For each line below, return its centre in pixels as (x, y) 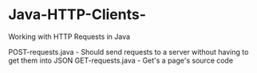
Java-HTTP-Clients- (77, 15)
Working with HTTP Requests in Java (69, 36)
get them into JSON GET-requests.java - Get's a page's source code (121, 60)
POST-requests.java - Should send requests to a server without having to (128, 52)
